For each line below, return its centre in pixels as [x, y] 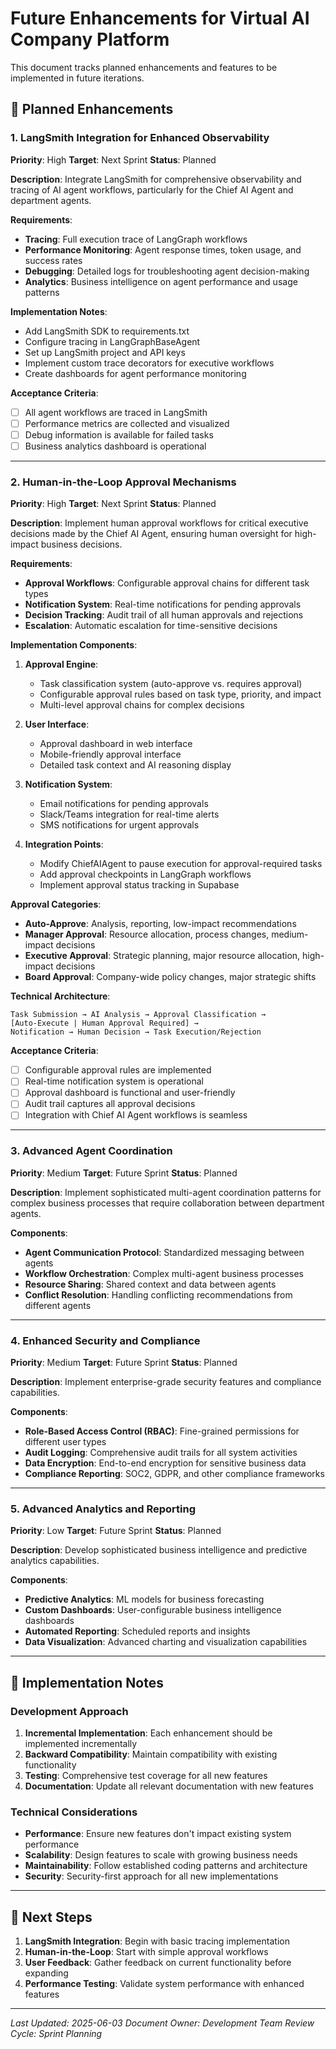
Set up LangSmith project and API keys [105, 352]
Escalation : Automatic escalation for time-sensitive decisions [151, 626]
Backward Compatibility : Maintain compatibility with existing [151, 1754]
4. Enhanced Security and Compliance [105, 1340]
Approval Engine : [61, 664]
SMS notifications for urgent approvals [119, 825]
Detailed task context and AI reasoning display [135, 765]
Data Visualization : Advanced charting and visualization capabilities [166, 1642]
